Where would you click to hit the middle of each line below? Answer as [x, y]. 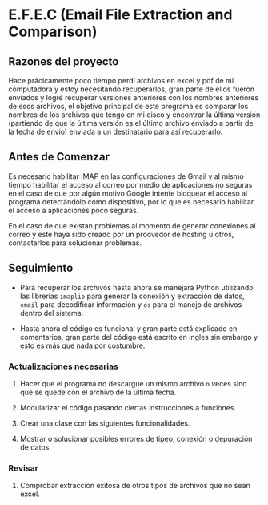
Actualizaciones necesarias [63, 366]
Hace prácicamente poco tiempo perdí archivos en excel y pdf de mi [121, 81]
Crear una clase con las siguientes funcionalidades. [105, 423]
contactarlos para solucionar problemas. [75, 243]
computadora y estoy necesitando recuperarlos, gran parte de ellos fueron [132, 89]
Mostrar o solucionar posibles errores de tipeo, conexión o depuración [136, 438]
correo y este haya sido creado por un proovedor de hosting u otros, [121, 234]
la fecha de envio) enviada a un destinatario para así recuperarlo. [116, 131]
